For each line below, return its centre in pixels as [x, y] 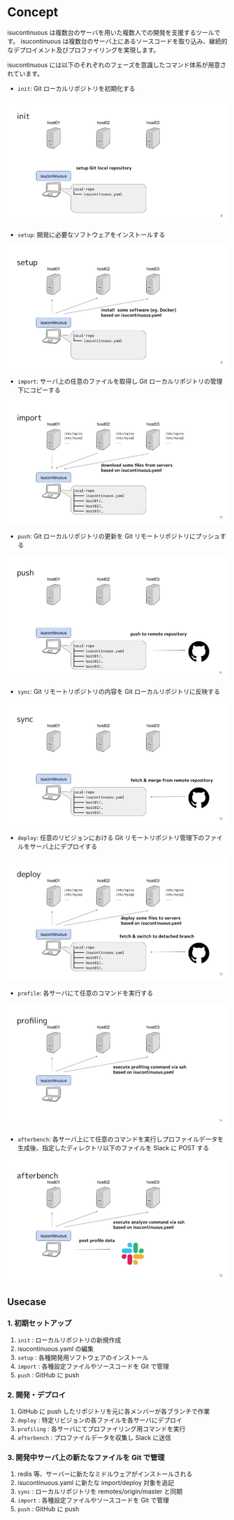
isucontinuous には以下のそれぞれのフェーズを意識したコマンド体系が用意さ [117, 64]
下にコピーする [39, 390]
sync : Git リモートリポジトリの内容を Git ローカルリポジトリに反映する [119, 691]
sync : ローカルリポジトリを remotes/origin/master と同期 [100, 1491]
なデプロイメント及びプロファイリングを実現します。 [83, 50]
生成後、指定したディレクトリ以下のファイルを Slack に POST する [113, 1148]
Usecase [27, 1302]
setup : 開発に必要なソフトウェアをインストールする [91, 235]
